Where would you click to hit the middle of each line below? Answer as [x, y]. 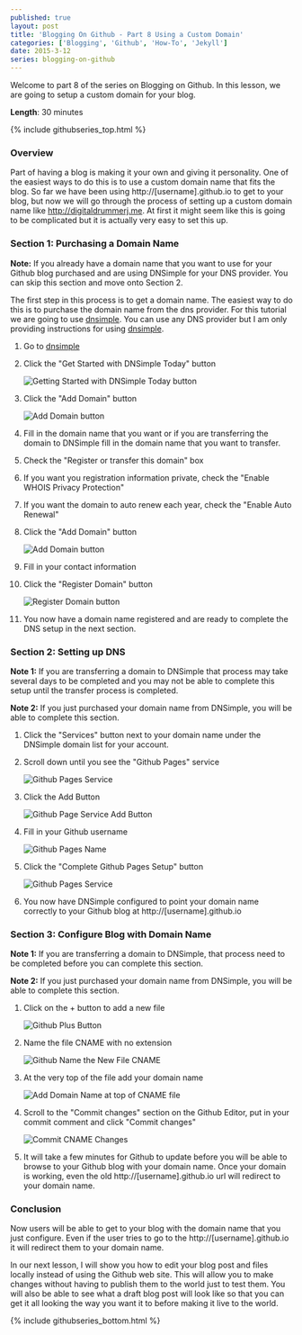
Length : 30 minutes [47, 112]
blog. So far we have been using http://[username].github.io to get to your [147, 192]
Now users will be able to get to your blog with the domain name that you [146, 1229]
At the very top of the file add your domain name [113, 1078]
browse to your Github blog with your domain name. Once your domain [155, 1167]
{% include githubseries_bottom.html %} [85, 1321]
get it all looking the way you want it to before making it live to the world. [144, 1303]
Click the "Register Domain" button [88, 584]
